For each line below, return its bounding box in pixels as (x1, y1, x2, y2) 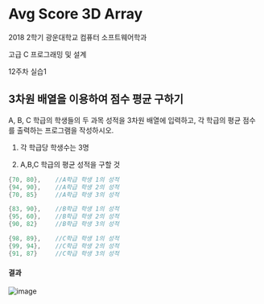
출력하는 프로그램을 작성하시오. (16, 125, 114, 135)
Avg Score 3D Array (8, 5, 143, 23)
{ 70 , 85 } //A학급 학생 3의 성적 (8, 191, 119, 199)
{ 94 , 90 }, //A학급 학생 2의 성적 (8, 183, 119, 191)
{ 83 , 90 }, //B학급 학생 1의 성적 (8, 205, 119, 213)
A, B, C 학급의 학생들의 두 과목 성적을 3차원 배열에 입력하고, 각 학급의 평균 (8, 115, 241, 125)
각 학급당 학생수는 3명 (19, 142, 90, 152)
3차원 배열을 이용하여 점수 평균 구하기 (8, 92, 184, 106)
